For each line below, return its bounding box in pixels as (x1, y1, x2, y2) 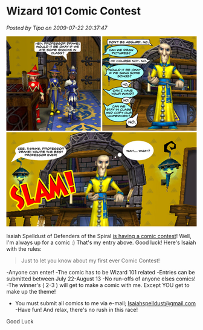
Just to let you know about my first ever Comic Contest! (21, 257, 160, 264)
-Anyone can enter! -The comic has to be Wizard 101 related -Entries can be (6, 269, 195, 276)
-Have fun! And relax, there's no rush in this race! (14, 306, 138, 314)
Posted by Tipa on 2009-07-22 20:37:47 (6, 24, 108, 31)
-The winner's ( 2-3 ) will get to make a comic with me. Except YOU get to (6, 282, 190, 289)
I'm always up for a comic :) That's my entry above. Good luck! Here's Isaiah (6, 239, 196, 246)
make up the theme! (6, 288, 56, 296)
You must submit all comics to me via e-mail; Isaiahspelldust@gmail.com (14, 300, 196, 307)
